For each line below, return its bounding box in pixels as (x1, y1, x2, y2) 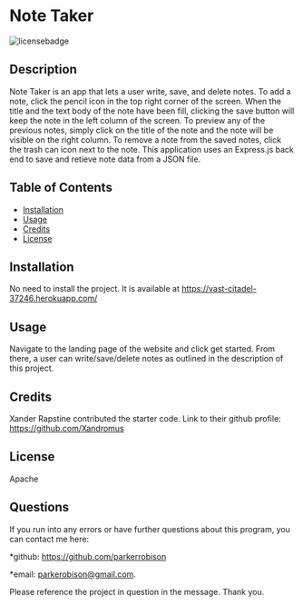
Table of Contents (9, 180, 113, 195)
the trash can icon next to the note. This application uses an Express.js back (9, 144, 295, 154)
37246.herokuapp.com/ (9, 293, 98, 304)
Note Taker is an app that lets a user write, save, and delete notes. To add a (9, 85, 292, 96)
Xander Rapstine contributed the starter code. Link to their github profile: (9, 413, 281, 423)
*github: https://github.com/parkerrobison (9, 551, 167, 561)
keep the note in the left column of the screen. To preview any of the (9, 114, 266, 125)
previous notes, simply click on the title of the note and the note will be (9, 124, 274, 135)
